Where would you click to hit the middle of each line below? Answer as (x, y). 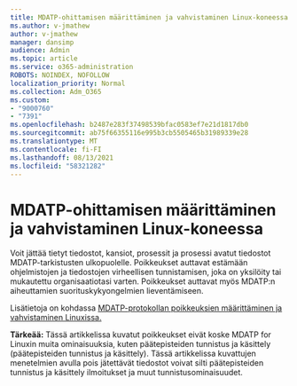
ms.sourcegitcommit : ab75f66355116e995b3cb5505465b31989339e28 (129, 133)
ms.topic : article (44, 59)
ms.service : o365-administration (72, 67)
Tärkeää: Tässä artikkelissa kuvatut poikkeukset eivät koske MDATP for (141, 335)
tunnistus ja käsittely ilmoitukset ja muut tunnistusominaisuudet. (126, 373)
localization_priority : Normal (68, 83)
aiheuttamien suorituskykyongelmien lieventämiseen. (107, 291)
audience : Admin (40, 51)
